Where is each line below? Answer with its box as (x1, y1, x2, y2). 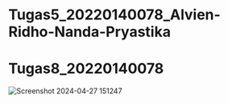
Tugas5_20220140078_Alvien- (8, 6, 222, 24)
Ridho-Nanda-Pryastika (8, 23, 172, 41)
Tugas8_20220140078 (8, 60, 164, 78)
